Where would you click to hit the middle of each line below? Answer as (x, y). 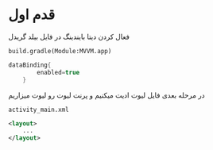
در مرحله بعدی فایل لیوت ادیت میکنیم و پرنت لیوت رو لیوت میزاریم (106, 95)
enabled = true (58, 72)
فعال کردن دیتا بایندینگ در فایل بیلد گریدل (69, 37)
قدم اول (32, 15)
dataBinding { (30, 65)
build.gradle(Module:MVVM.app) (60, 51)
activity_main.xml (39, 110)
